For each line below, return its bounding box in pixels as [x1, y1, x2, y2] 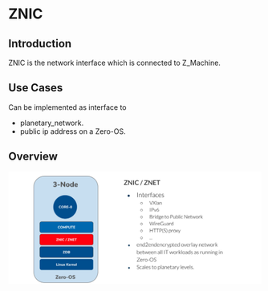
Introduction [8, 37, 72, 51]
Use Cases [8, 81, 63, 95]
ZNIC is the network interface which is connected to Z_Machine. [8, 58, 221, 67]
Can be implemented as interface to [8, 102, 127, 112]
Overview [8, 150, 59, 164]
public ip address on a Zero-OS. [19, 126, 126, 136]
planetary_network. [19, 118, 84, 127]
